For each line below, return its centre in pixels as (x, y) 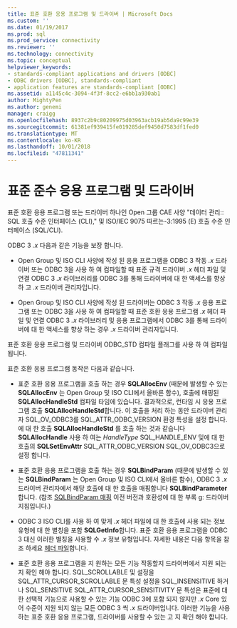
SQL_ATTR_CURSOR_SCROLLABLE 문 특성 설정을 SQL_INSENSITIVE (116, 581)
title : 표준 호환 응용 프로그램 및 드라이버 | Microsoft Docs (90, 14)
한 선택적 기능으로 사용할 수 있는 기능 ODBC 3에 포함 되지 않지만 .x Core (118, 599)
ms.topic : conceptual (39, 61)
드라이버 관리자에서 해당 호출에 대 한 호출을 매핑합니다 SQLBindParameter (122, 488)
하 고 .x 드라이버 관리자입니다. (59, 287)
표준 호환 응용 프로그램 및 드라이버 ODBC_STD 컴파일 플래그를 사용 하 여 (108, 344)
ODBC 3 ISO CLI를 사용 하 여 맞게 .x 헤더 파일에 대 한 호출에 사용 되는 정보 (121, 521)
